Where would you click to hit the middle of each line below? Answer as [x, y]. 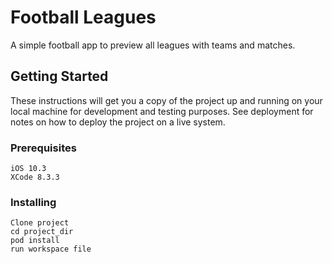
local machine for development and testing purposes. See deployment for [162, 111]
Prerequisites [43, 148]
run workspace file [51, 249]
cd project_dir [42, 232]
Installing [33, 202]
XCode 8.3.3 [35, 177]
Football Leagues [83, 17]
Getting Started [59, 76]
